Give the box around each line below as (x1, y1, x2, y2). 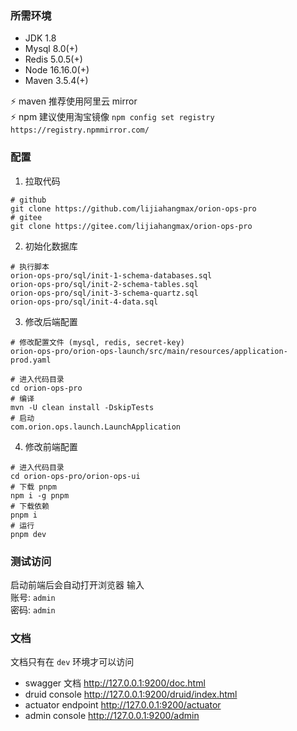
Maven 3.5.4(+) (24, 75, 89, 87)
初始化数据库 (24, 240, 78, 252)
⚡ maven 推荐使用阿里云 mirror (10, 95, 138, 107)
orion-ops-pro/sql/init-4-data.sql (10, 297, 159, 307)
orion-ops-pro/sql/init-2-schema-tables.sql (10, 279, 199, 289)
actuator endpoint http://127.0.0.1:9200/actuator (24, 699, 222, 711)
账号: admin (10, 591, 56, 603)
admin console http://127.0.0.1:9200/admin (24, 710, 200, 722)
